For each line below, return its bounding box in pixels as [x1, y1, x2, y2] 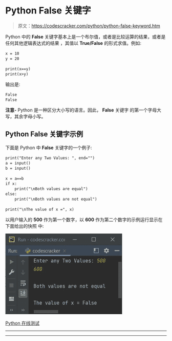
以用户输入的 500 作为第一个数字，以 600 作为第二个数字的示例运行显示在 [5, 217, 163, 223]
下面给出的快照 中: [5, 223, 44, 229]
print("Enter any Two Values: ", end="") [5, 155, 95, 160]
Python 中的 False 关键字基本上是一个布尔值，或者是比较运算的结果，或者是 [5, 33, 166, 40]
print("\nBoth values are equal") [14, 186, 88, 191]
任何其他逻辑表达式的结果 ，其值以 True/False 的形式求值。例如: [5, 40, 142, 46]
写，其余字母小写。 [5, 113, 46, 119]
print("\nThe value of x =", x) [5, 207, 74, 212]
